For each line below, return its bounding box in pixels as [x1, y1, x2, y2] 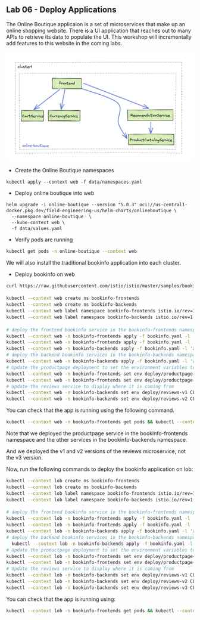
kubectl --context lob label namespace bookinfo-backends [6, 497, 153, 503]
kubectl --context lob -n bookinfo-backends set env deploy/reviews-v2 [6, 578, 187, 585]
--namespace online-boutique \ [11, 213, 92, 219]
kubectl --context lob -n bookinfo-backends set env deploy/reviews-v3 [6, 584, 187, 591]
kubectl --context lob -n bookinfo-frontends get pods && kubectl [6, 607, 174, 613]
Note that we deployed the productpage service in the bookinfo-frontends [6, 430, 188, 437]
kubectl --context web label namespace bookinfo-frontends [6, 308, 156, 314]
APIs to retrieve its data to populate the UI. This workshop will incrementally [6, 33, 192, 41]
